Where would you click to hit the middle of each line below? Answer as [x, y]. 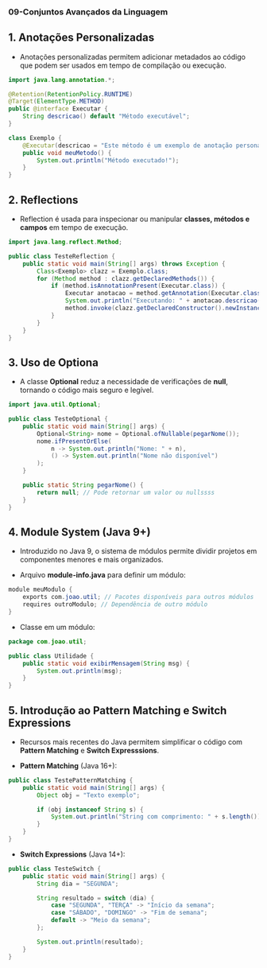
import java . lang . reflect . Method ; [66, 242]
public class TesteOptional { [58, 419]
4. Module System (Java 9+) [79, 532]
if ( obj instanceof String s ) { [91, 810]
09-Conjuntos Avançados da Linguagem [88, 12]
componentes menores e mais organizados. [92, 560]
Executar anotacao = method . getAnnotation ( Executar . [154, 294]
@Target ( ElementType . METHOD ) [56, 102]
